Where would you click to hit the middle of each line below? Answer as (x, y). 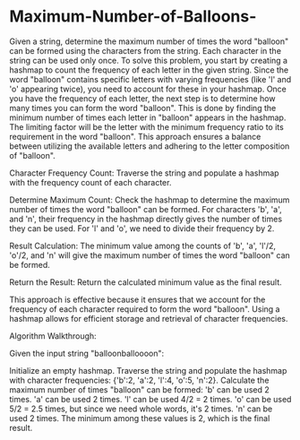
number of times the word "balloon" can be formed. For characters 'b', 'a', (146, 209)
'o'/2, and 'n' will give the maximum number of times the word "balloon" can (150, 255)
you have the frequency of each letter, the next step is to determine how (142, 98)
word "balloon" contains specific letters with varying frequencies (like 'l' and (150, 79)
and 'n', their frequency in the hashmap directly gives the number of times (146, 219)
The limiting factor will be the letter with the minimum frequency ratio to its (146, 126)
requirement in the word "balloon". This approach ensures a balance (135, 136)
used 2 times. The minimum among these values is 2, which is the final (140, 418)
